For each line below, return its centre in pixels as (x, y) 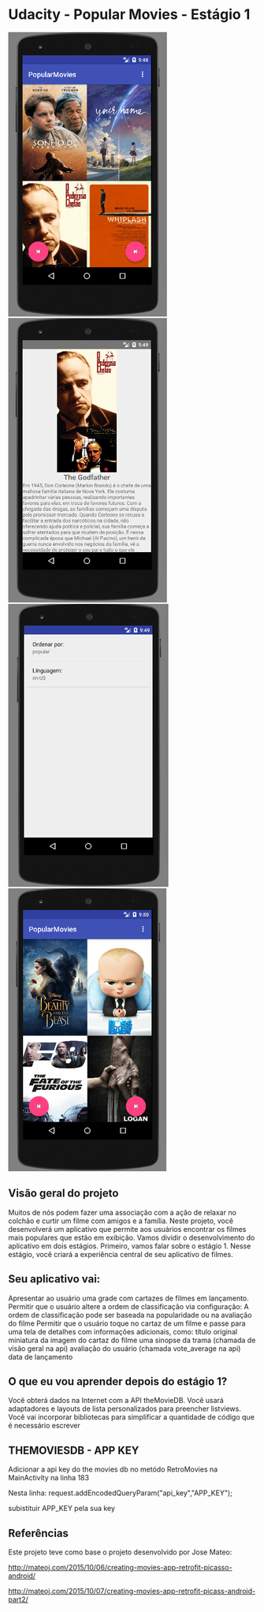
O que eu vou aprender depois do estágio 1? (118, 1381)
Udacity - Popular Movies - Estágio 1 (129, 15)
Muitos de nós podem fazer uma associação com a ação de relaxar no (122, 1212)
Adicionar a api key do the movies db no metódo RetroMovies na (113, 1469)
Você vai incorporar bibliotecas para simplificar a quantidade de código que (131, 1417)
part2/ (19, 1599)
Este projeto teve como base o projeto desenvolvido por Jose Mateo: (120, 1552)
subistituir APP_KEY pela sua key (62, 1509)
